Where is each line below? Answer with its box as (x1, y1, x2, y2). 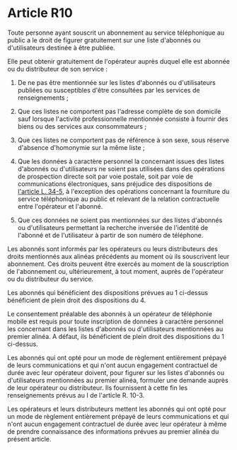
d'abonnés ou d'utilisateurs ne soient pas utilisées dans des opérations (17, 164, 225, 173)
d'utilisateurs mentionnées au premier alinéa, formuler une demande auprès (7, 376, 229, 384)
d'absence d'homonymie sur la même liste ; (17, 143, 145, 151)
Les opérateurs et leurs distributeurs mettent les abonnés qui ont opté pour (7, 405, 226, 413)
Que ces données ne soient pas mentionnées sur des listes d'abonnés (17, 216, 223, 224)
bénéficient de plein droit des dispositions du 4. (7, 296, 146, 304)
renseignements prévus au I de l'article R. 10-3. (7, 391, 145, 399)
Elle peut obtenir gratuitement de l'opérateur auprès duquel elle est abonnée (7, 57, 230, 65)
